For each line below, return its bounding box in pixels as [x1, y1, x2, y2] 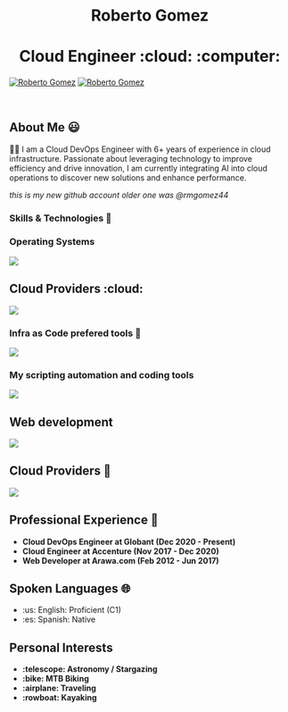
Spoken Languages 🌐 [9, 582, 131, 597]
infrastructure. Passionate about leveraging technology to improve [9, 153, 252, 163]
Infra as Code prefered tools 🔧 [9, 327, 142, 339]
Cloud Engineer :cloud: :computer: [19, 46, 281, 67]
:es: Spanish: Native [21, 614, 96, 625]
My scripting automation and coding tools [9, 368, 194, 381]
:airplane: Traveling [21, 683, 96, 693]
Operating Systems [9, 236, 95, 248]
